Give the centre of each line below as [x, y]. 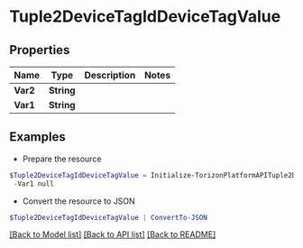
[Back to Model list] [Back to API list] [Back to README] [113, 234]
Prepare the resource [62, 159]
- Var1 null [33, 184]
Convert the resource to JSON [78, 201]
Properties [40, 50]
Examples [37, 137]
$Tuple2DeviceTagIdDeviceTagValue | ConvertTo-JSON [108, 217]
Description [110, 75]
